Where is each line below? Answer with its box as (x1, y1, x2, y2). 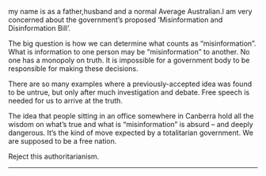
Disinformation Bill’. (8, 24, 71, 32)
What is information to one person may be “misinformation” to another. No (8, 47, 250, 56)
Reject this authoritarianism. (8, 152, 100, 161)
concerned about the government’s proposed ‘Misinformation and (8, 15, 223, 24)
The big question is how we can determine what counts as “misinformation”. (8, 39, 256, 48)
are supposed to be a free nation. (8, 137, 117, 145)
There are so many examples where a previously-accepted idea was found (8, 79, 252, 88)
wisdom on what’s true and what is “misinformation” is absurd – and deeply (8, 120, 253, 129)
